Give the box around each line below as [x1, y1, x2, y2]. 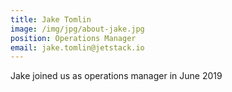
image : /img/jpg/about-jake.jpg [10, 24, 145, 34]
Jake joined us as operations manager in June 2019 [10, 70, 223, 82]
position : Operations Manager [10, 33, 137, 43]
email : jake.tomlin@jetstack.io [10, 42, 145, 53]
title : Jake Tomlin [10, 14, 92, 25]
